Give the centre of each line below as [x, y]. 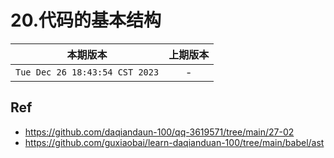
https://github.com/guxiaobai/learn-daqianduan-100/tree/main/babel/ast [174, 142]
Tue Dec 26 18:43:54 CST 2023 [87, 72]
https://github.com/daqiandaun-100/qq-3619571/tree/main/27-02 [159, 132]
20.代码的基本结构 [86, 20]
